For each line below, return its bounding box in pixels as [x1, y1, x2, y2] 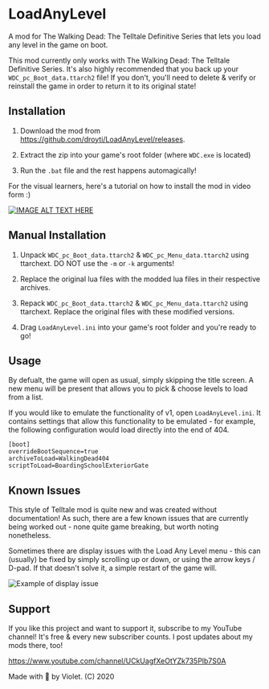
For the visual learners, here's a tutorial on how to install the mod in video [8, 181, 251, 191]
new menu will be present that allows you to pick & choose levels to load [8, 383, 248, 394]
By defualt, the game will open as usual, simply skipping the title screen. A [8, 375, 255, 385]
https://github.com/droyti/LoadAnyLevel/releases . [19, 134, 185, 144]
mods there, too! [8, 641, 63, 650]
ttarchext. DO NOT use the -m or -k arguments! [19, 258, 175, 268]
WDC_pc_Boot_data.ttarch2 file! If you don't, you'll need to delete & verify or [8, 72, 256, 82]
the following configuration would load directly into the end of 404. [8, 425, 230, 435]
